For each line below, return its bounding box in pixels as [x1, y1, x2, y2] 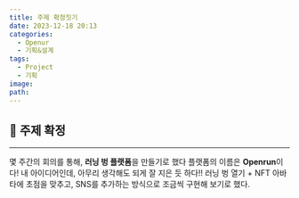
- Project [17, 63, 53, 72]
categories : [9, 29, 53, 38]
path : [9, 87, 29, 96]
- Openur [17, 37, 50, 47]
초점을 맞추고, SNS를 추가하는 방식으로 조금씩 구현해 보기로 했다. [25, 179, 251, 190]
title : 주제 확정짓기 [9, 12, 78, 22]
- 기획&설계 [17, 46, 54, 55]
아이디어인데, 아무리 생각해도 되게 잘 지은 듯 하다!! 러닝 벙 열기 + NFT [29, 168, 271, 178]
